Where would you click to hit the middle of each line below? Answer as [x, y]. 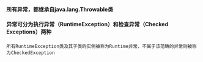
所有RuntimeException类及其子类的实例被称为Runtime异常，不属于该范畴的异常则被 [99, 46]
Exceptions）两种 [29, 32]
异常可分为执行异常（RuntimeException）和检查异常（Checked [87, 24]
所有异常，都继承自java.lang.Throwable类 [60, 9]
